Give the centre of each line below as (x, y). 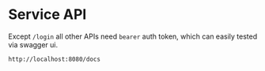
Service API (47, 15)
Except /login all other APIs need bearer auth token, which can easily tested (133, 36)
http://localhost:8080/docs (55, 59)
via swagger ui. (33, 44)
